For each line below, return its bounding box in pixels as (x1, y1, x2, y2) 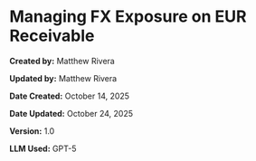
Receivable (9, 25, 95, 46)
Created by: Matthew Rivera (9, 55, 115, 66)
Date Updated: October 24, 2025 (9, 108, 134, 118)
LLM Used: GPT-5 (9, 143, 77, 154)
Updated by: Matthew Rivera (9, 72, 118, 83)
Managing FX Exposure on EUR (9, 6, 247, 27)
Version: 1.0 (9, 125, 55, 137)
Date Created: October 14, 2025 (9, 90, 129, 101)
